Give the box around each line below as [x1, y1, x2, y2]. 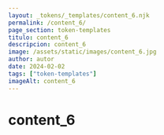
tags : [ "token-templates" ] [8, 70, 97, 78]
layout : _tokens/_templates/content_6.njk [8, 11, 150, 20]
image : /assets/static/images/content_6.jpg [8, 48, 157, 56]
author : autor [8, 56, 55, 64]
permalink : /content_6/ [8, 19, 87, 27]
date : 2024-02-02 [8, 63, 65, 71]
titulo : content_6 [8, 33, 69, 42]
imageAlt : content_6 [8, 77, 76, 85]
